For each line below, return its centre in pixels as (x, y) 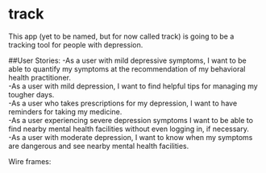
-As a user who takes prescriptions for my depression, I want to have (123, 103)
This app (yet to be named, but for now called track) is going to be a (121, 36)
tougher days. (31, 94)
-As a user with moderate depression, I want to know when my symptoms (131, 137)
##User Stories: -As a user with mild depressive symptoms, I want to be (128, 60)
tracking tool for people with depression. (76, 44)
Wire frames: (30, 161)
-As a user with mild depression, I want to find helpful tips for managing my (133, 86)
